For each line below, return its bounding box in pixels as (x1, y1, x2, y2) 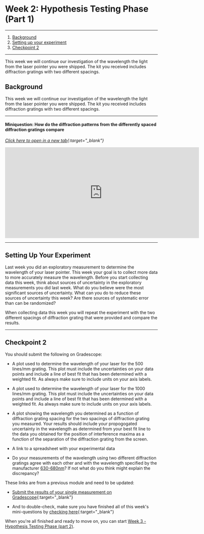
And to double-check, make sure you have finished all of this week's (12, 503, 149, 509)
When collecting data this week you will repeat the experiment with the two (5, 309, 155, 315)
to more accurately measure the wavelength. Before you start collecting (5, 274, 148, 280)
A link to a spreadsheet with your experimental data (12, 445, 115, 451)
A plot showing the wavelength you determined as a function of (12, 410, 139, 416)
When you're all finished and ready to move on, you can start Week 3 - (5, 518, 146, 524)
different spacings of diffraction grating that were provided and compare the (5, 314, 157, 320)
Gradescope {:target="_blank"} (12, 494, 74, 500)
